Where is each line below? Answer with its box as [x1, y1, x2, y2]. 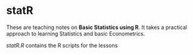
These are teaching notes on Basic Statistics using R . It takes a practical [6, 24, 188, 31]
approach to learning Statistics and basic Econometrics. [6, 30, 145, 37]
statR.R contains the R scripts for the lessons [6, 42, 118, 49]
